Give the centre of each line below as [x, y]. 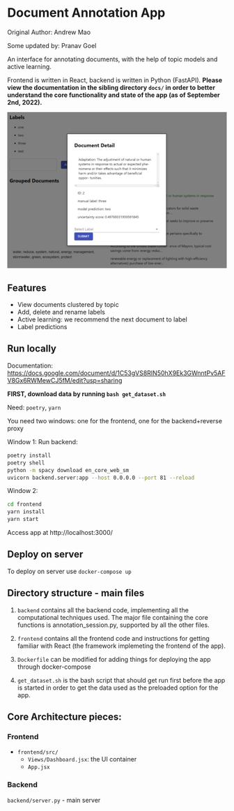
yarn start [23, 520]
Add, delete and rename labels [61, 312]
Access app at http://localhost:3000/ [60, 532]
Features [27, 288]
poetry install [29, 455]
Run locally [32, 349]
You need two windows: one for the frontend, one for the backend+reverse [115, 420]
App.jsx [39, 767]
